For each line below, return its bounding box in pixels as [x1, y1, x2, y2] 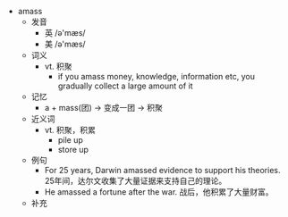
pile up [57, 135, 83, 145]
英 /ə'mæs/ [44, 28, 87, 38]
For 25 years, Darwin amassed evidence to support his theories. [44, 165, 281, 175]
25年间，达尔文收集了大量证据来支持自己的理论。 [44, 176, 227, 186]
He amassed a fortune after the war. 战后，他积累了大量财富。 [44, 187, 275, 197]
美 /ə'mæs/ [44, 38, 87, 49]
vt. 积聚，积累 [44, 125, 97, 135]
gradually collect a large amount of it [57, 80, 193, 91]
